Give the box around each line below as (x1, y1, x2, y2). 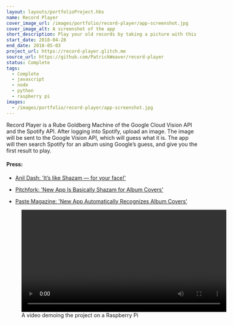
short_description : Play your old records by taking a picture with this (6, 31, 197, 38)
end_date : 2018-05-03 (6, 43, 61, 49)
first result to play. (6, 146, 52, 154)
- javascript (12, 76, 45, 82)
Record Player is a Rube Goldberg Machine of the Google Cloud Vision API (6, 121, 192, 128)
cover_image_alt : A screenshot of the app (6, 25, 115, 32)
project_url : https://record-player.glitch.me (6, 48, 126, 54)
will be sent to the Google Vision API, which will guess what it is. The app (6, 134, 189, 141)
